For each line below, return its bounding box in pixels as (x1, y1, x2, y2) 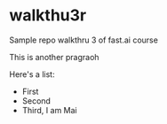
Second (21, 95, 52, 106)
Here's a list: (9, 68, 55, 80)
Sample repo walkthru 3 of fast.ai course (9, 35, 158, 45)
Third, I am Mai (21, 105, 77, 115)
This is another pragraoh (9, 51, 99, 62)
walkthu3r (9, 5, 87, 26)
